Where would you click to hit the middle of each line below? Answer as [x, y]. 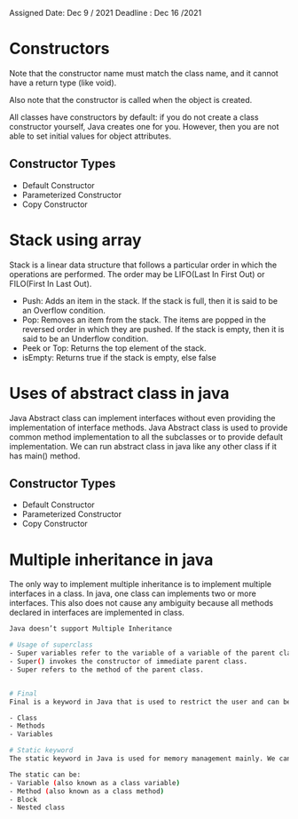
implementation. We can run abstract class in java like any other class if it [143, 446]
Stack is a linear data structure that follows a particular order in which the [143, 265]
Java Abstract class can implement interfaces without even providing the [142, 417]
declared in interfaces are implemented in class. [97, 613]
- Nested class [37, 807]
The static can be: [45, 775]
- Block [24, 799]
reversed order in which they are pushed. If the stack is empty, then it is [153, 329]
